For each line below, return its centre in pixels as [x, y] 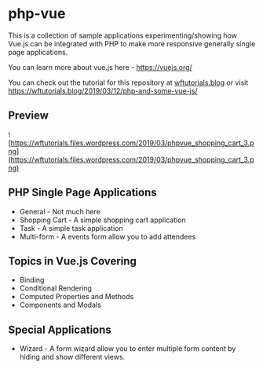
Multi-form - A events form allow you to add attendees [108, 236]
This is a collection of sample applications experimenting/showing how [123, 35]
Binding [32, 280]
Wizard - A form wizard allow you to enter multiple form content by [128, 349]
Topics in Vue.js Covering [73, 261]
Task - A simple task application [71, 228]
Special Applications [60, 329]
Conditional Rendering [56, 288]
